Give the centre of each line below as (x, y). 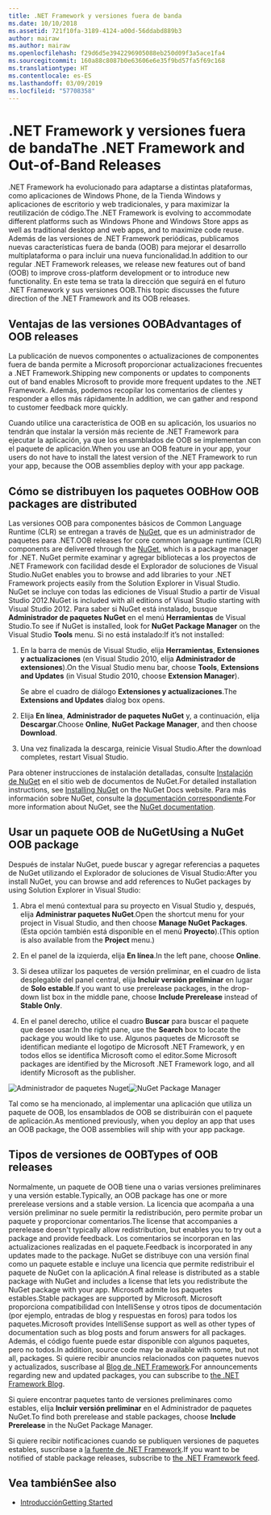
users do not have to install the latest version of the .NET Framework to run (133, 457)
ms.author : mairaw (39, 46)
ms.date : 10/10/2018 (43, 23)
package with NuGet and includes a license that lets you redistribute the (128, 1281)
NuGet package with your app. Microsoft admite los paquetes (110, 1289)
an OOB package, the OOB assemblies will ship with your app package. (127, 1129)
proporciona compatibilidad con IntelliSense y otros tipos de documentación (135, 1306)
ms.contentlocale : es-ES (50, 76)
